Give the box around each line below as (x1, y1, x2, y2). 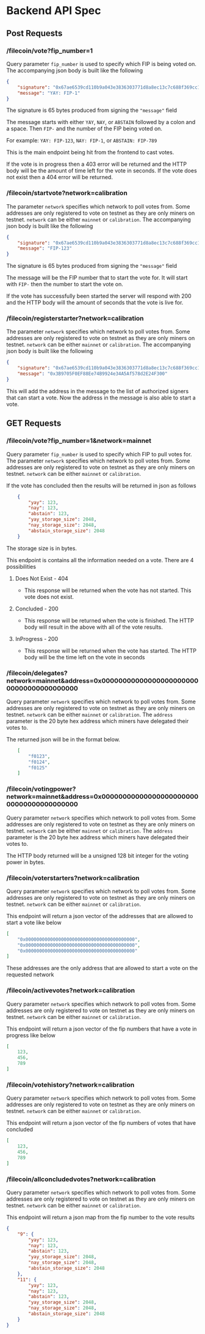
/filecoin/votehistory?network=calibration (6, 1080, 135, 1089)
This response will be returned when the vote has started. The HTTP (24, 647, 197, 654)
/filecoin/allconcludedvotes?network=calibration (6, 1175, 156, 1184)
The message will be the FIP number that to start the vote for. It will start (6, 274, 188, 281)
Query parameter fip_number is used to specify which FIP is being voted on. (6, 60, 196, 67)
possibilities (6, 563, 37, 570)
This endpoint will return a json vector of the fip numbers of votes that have (6, 1119, 196, 1127)
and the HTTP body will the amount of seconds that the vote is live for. (6, 299, 184, 306)
